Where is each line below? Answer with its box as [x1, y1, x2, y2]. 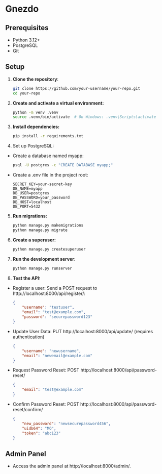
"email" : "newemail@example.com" [22, 353, 93, 358]
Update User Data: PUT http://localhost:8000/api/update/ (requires [12, 328, 153, 334]
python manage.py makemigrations [12, 223, 84, 228]
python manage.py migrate [12, 228, 68, 233]
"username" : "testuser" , [22, 305, 75, 310]
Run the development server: [12, 256, 76, 262]
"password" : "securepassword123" [22, 314, 93, 319]
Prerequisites [5, 23, 49, 32]
